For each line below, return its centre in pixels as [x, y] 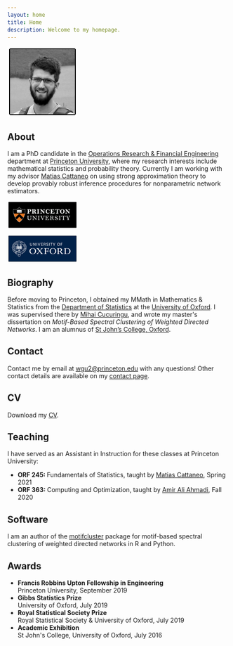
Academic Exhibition [48, 628]
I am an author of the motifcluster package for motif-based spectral [105, 536]
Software [28, 519]
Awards [25, 566]
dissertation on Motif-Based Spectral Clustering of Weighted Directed [108, 322]
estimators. [24, 191]
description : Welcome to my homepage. [64, 30]
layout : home [26, 15]
